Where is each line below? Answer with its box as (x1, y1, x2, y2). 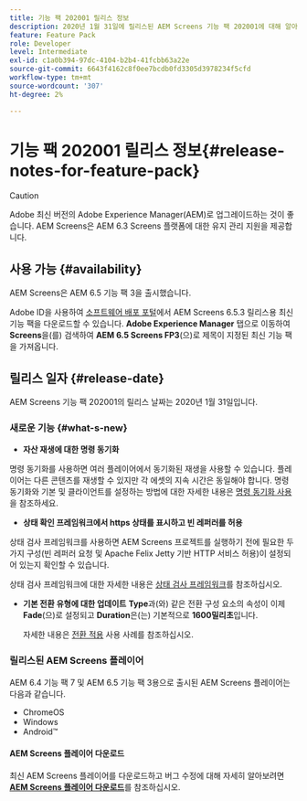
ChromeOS (22, 706, 65, 718)
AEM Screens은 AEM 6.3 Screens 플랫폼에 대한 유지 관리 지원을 (36, 220, 269, 231)
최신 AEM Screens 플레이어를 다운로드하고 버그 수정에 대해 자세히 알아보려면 (9, 770, 285, 781)
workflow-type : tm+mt (9, 73, 92, 82)
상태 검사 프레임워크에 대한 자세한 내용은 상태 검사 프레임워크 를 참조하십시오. (9, 579, 283, 590)
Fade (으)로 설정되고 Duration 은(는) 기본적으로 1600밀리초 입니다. (22, 610, 259, 621)
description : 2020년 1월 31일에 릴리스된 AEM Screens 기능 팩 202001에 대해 (9, 22, 281, 31)
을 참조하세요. (9, 497, 59, 508)
